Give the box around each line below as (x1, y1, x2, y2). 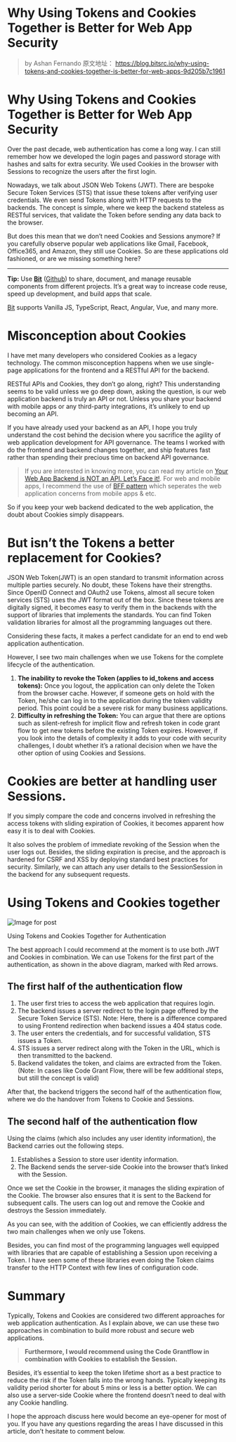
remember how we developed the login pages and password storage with (7, 152, 221, 160)
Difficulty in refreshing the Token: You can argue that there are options (17, 711, 226, 719)
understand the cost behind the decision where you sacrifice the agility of (7, 431, 221, 439)
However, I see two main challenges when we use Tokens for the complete (7, 652, 223, 661)
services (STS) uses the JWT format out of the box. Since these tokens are (7, 595, 225, 604)
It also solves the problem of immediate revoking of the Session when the (7, 840, 220, 849)
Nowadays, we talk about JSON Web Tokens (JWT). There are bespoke (7, 181, 214, 189)
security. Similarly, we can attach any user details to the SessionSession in (7, 862, 223, 871)
